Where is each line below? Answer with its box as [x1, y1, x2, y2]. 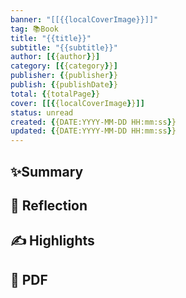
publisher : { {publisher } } [10, 71, 118, 81]
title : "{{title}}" [10, 33, 92, 43]
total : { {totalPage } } [10, 89, 101, 99]
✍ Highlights [10, 232, 95, 250]
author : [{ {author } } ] [10, 52, 101, 62]
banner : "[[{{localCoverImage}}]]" [10, 14, 159, 25]
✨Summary [10, 163, 84, 180]
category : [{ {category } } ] [10, 61, 118, 71]
